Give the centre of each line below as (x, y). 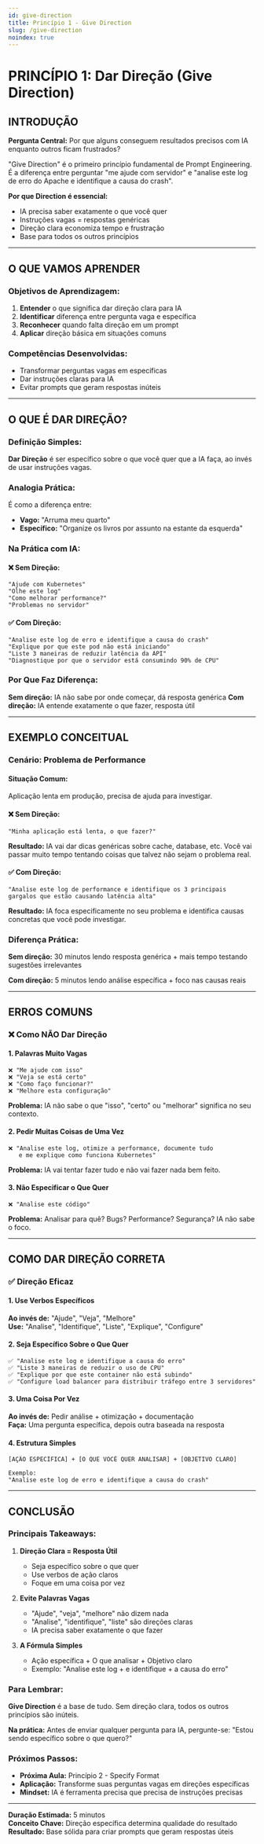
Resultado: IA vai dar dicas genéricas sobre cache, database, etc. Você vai (130, 846)
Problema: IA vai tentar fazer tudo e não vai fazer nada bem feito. (114, 1170)
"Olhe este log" (35, 591)
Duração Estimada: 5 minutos (57, 1815)
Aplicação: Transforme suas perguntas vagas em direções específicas (134, 1784)
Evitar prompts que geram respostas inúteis (90, 388)
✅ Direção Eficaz (41, 1282)
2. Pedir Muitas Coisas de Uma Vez (66, 1132)
